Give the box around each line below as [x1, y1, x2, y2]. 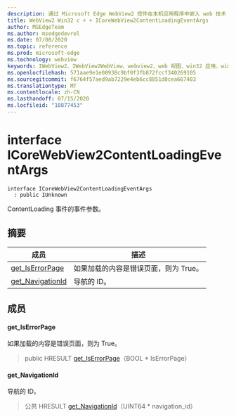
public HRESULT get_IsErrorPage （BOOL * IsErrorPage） [24, 354, 191, 363]
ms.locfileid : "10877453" [7, 102, 83, 109]
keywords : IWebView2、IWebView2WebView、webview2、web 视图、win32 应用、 [7, 63, 221, 70]
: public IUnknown [13, 191, 68, 198]
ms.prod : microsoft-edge [7, 50, 80, 57]
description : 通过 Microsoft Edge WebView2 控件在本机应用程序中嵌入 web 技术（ [7, 10, 232, 18]
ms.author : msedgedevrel [7, 30, 80, 37]
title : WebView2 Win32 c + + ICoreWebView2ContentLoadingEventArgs [7, 17, 209, 24]
